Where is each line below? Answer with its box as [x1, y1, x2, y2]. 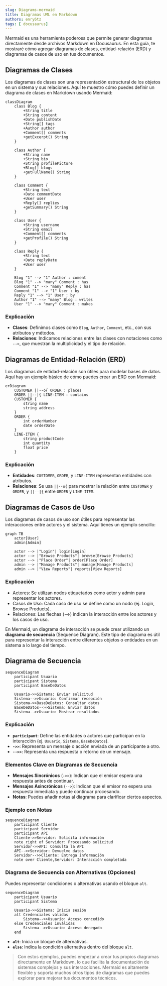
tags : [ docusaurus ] [5, 21, 49, 27]
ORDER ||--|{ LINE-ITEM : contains [14, 392, 89, 397]
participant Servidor [14, 827, 59, 832]
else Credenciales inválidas [14, 921, 75, 926]
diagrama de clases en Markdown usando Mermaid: [5, 90, 113, 96]
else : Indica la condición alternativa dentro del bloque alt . [12, 944, 133, 950]
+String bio [23, 157, 49, 162]
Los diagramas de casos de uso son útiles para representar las [5, 516, 135, 522]
